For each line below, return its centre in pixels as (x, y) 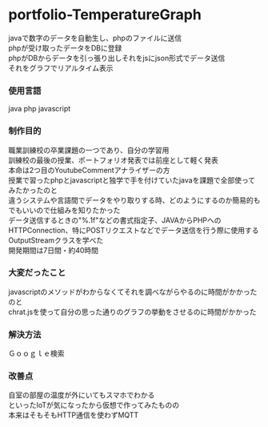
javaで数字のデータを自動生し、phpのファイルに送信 (95, 38)
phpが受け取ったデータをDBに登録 (65, 48)
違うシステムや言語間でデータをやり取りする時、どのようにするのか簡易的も (134, 200)
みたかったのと (33, 190)
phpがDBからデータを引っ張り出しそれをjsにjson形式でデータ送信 (117, 58)
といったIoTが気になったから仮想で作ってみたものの (94, 405)
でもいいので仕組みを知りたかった (64, 210)
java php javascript (40, 109)
